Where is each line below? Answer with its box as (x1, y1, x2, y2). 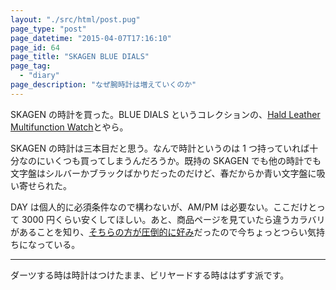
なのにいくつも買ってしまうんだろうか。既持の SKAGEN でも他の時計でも (18, 154, 322, 166)
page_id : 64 (10, 42, 60, 53)
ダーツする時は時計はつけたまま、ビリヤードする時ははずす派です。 (10, 269, 290, 281)
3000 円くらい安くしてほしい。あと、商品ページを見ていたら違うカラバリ (21, 213, 326, 225)
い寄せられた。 (10, 179, 72, 191)
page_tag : (10, 61, 52, 71)
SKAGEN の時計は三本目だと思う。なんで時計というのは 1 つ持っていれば (10, 142, 310, 154)
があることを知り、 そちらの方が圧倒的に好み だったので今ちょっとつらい (10, 226, 308, 238)
